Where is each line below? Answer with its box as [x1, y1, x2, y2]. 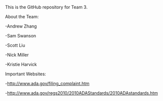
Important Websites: [5, 71, 46, 77]
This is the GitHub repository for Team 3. [5, 4, 88, 10]
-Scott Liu [5, 42, 26, 48]
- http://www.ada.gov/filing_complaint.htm [5, 81, 90, 86]
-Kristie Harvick [5, 62, 37, 67]
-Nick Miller [5, 52, 29, 58]
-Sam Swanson [5, 33, 36, 38]
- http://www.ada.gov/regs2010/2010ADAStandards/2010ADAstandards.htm [5, 90, 158, 96]
